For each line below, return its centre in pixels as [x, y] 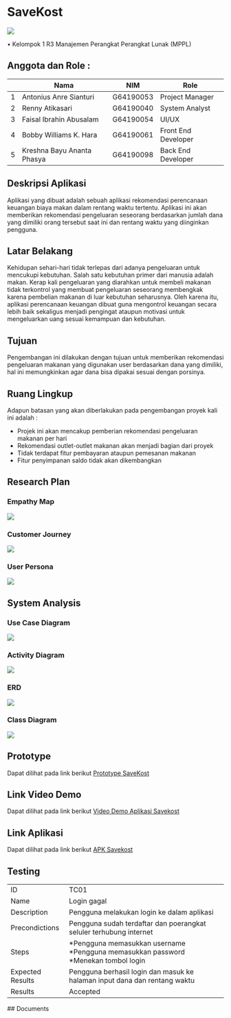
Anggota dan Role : [49, 66]
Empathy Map [31, 502]
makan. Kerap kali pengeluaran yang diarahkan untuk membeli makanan [109, 282]
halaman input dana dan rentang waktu [131, 981]
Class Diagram [32, 720]
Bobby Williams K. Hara [59, 135]
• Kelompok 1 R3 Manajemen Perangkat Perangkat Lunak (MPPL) [99, 44]
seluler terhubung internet [111, 932]
